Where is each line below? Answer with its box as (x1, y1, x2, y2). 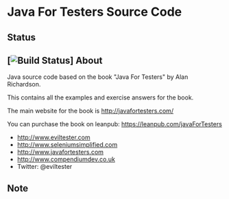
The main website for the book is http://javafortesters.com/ (7, 107, 173, 115)
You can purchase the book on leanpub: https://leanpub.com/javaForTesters (7, 120, 223, 128)
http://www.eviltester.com (16, 133, 91, 141)
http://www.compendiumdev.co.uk (16, 155, 115, 163)
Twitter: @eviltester (16, 163, 73, 171)
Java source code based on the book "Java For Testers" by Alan (7, 73, 189, 81)
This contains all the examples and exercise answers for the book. (7, 93, 194, 102)
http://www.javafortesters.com (16, 148, 104, 156)
